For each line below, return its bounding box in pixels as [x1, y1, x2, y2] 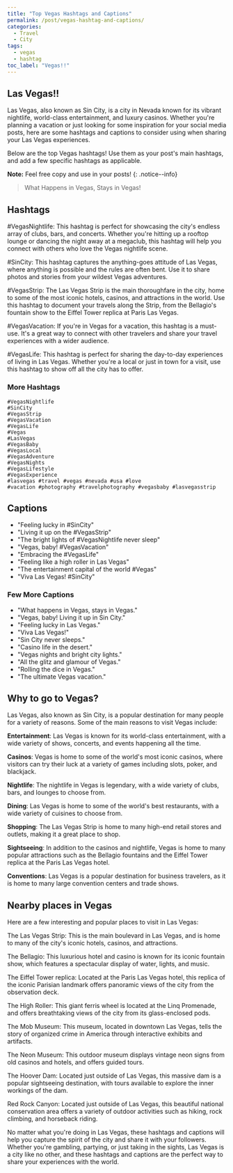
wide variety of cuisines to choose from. [7, 809, 123, 818]
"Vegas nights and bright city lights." [17, 650, 122, 659]
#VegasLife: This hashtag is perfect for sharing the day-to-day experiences [7, 350, 224, 359]
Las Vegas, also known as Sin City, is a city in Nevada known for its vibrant [7, 106, 221, 115]
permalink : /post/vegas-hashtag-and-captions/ [7, 17, 145, 24]
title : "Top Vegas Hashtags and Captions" [7, 10, 132, 17]
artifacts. [7, 1037, 33, 1046]
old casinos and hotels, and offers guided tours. [7, 1058, 145, 1066]
